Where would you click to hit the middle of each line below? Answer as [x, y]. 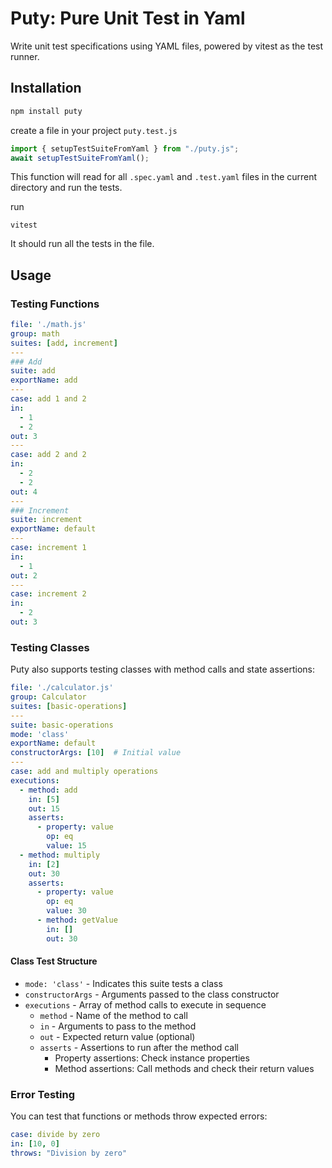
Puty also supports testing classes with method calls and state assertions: [162, 669]
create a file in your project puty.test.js [94, 130]
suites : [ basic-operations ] [69, 706]
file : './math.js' [48, 325]
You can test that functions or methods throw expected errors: [139, 1116]
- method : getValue [77, 920]
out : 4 [24, 492]
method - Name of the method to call [113, 1015]
